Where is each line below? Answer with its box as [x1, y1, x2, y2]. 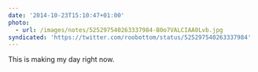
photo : [8, 19, 30, 27]
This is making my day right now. [8, 55, 115, 64]
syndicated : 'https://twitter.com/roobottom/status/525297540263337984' [8, 33, 252, 41]
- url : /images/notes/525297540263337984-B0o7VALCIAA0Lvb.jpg [15, 26, 223, 34]
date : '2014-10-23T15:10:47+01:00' [8, 11, 125, 20]
